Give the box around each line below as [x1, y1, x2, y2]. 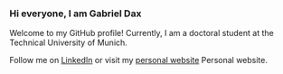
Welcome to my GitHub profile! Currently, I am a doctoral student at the [9, 28, 274, 39]
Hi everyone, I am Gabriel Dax [9, 7, 142, 20]
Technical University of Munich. [9, 37, 128, 48]
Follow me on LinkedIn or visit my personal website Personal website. [9, 55, 269, 66]
